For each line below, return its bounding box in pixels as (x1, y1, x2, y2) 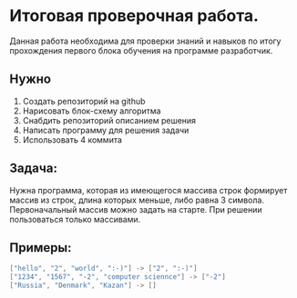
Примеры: (9, 240, 72, 255)
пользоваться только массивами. (9, 214, 141, 224)
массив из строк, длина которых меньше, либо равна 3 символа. (9, 194, 264, 205)
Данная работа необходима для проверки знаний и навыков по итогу (9, 35, 282, 46)
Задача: (9, 161, 57, 176)
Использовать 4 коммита (22, 134, 123, 145)
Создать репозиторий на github (22, 95, 146, 106)
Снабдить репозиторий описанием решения (22, 114, 197, 125)
